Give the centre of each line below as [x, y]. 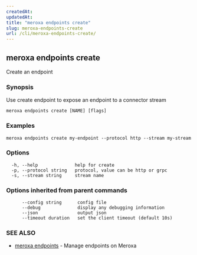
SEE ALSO [21, 233]
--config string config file [64, 203]
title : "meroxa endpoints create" [49, 22]
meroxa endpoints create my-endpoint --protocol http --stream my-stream [99, 138]
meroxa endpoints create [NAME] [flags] [57, 111]
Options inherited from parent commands [67, 190]
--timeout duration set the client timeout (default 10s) [97, 218]
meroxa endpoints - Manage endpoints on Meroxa [75, 246]
